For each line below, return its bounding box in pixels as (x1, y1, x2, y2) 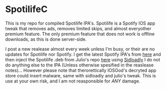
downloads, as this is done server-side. (5, 36, 87, 42)
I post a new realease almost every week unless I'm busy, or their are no (5, 46, 155, 52)
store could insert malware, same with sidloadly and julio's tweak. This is (5, 72, 156, 78)
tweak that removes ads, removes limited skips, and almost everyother (5, 25, 151, 31)
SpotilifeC (5, 4, 48, 15)
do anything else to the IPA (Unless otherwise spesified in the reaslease (5, 62, 154, 68)
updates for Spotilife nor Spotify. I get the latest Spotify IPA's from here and (5, 51, 161, 57)
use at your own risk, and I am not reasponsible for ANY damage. (5, 78, 140, 84)
